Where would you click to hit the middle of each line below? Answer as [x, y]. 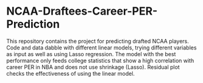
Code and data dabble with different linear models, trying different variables [101, 48]
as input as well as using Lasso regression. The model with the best [91, 54]
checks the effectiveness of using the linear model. [71, 73]
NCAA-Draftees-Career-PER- [82, 11]
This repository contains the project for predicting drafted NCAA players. [98, 41]
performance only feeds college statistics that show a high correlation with [100, 60]
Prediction [33, 24]
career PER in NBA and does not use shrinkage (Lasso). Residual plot [93, 67]
